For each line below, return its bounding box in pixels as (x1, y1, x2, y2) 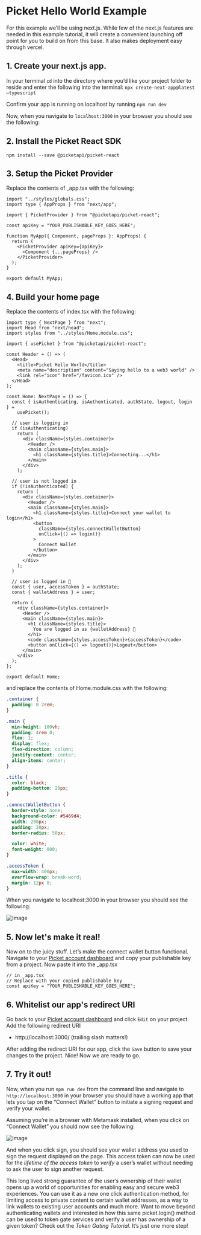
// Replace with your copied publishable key (6, 978, 122, 984)
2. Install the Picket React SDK (6, 136, 122, 146)
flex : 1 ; (11, 735, 34, 741)
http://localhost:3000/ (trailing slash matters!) (14, 1034, 128, 1041)
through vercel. (6, 44, 44, 51)
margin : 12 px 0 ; (11, 880, 52, 886)
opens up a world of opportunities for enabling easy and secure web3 (6, 1183, 179, 1191)
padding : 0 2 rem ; (11, 702, 55, 708)
